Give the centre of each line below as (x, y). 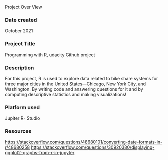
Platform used (23, 107)
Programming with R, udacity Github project (50, 55)
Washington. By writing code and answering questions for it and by (74, 89)
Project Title (20, 44)
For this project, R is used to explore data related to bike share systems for (82, 78)
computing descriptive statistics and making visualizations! (66, 94)
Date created (21, 20)
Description (20, 68)
